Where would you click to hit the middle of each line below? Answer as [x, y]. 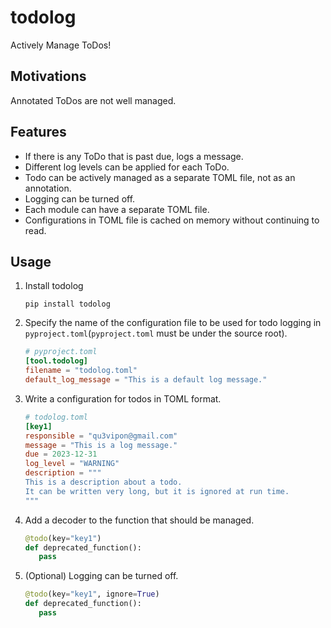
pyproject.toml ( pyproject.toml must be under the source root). [156, 333]
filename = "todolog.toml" [81, 371]
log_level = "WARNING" [72, 464]
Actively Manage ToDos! [61, 45]
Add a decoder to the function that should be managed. [139, 520]
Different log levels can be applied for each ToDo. [127, 167]
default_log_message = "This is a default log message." [146, 380]
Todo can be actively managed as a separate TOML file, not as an [160, 177]
